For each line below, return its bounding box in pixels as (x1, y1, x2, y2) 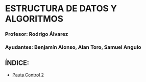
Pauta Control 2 (12, 72, 44, 78)
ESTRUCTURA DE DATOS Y (5, 3, 117, 14)
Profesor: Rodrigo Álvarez (5, 31, 69, 38)
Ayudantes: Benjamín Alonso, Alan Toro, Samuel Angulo (5, 44, 141, 51)
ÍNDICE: (5, 59, 29, 67)
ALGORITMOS (5, 13, 64, 24)
